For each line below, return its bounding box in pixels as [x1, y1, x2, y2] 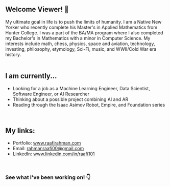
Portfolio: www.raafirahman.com [12, 140, 81, 146]
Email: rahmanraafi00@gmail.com [12, 146, 84, 152]
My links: [5, 127, 35, 135]
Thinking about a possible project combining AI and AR [12, 96, 129, 102]
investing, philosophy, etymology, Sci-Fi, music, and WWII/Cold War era [5, 46, 157, 52]
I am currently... [5, 72, 57, 80]
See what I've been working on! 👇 [5, 174, 91, 181]
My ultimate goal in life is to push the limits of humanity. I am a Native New [5, 18, 162, 25]
